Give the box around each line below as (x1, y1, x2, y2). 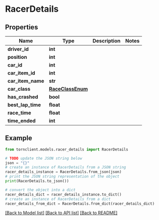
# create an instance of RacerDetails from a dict (5, 196, 111, 201)
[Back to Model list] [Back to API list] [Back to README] (5, 210, 118, 216)
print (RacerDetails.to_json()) (5, 179, 69, 184)
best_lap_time (7, 101, 41, 108)
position (7, 54, 27, 60)
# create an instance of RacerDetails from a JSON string (5, 165, 126, 170)
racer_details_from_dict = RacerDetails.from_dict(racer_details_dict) (5, 201, 155, 206)
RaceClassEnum (49, 86, 88, 92)
